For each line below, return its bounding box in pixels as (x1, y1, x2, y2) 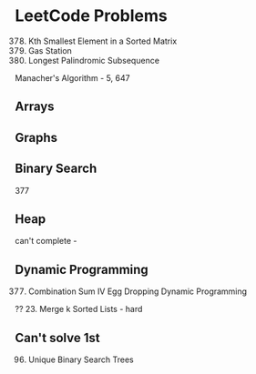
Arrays (15, 99, 55, 115)
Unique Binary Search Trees (27, 354, 135, 365)
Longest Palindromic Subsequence (27, 55, 160, 66)
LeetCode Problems (15, 5, 168, 26)
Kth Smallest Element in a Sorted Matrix (27, 35, 178, 46)
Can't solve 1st (15, 329, 100, 346)
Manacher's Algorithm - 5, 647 (15, 72, 130, 83)
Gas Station (27, 45, 72, 56)
